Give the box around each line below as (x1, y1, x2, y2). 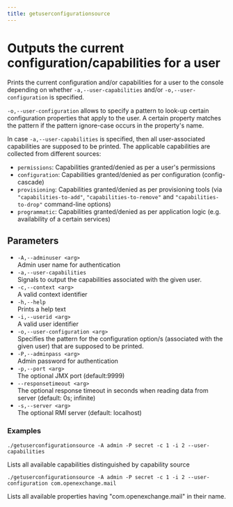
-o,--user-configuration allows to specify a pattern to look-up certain (7, 106, 209, 115)
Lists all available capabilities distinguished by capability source (7, 460, 190, 469)
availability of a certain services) (17, 214, 111, 223)
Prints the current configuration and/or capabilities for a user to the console (7, 78, 224, 86)
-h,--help (17, 299, 47, 306)
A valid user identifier (17, 320, 79, 328)
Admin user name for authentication (17, 260, 120, 269)
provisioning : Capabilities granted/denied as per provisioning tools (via (17, 185, 223, 194)
